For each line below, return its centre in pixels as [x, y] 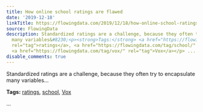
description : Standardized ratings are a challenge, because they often [100, 34]
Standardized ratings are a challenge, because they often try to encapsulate [101, 73]
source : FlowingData [32, 29]
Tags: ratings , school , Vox [39, 92]
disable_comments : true [36, 57]
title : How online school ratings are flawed [64, 12]
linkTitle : [20, 23]
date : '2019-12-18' [31, 17]
